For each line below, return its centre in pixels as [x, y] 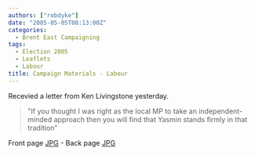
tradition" [42, 128]
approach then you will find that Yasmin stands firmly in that [151, 119]
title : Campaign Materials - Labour [68, 74]
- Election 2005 [42, 52]
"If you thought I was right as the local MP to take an [112, 111]
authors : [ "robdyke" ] [44, 15]
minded [40, 119]
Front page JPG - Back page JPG [62, 142]
